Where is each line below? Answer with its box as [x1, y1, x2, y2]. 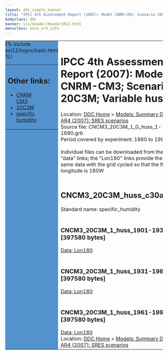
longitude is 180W [60, 167, 104, 174]
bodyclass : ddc [5, 17, 37, 22]
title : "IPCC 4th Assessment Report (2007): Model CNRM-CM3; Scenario [5, 12, 155, 17]
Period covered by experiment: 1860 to [60, 136, 153, 143]
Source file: [60, 123, 87, 130]
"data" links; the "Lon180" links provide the [60, 155, 162, 162]
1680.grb [60, 130, 83, 137]
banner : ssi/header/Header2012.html [5, 21, 81, 27]
